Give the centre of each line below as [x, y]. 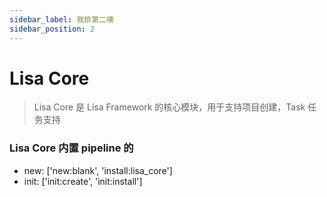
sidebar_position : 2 [52, 29]
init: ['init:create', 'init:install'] [83, 181]
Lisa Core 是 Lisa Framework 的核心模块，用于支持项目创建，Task [169, 107]
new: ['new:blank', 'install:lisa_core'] [98, 170]
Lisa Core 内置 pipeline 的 [71, 148]
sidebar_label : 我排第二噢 [61, 19]
